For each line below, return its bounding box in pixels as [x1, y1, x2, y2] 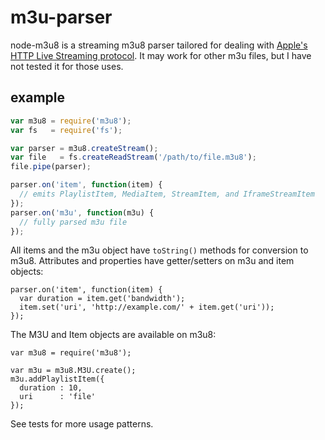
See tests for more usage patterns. [10, 418, 154, 430]
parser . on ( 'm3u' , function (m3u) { [10, 207, 155, 218]
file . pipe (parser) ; [10, 162, 92, 172]
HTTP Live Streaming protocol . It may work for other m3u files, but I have [10, 49, 312, 61]
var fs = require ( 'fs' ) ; [10, 125, 123, 135]
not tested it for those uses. [10, 60, 124, 72]
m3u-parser [10, 6, 113, 29]
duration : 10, [19, 383, 83, 393]
